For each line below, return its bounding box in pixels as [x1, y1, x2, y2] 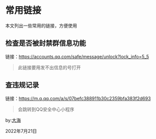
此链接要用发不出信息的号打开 [17, 64, 81, 71]
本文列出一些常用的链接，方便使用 [5, 22, 77, 29]
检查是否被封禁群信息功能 [5, 39, 86, 48]
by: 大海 [5, 117, 21, 123]
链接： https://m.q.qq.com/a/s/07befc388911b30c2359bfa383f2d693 [5, 95, 151, 101]
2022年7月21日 [5, 128, 37, 134]
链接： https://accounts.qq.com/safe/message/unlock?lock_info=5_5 [5, 53, 149, 59]
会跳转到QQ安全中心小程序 [17, 106, 75, 112]
